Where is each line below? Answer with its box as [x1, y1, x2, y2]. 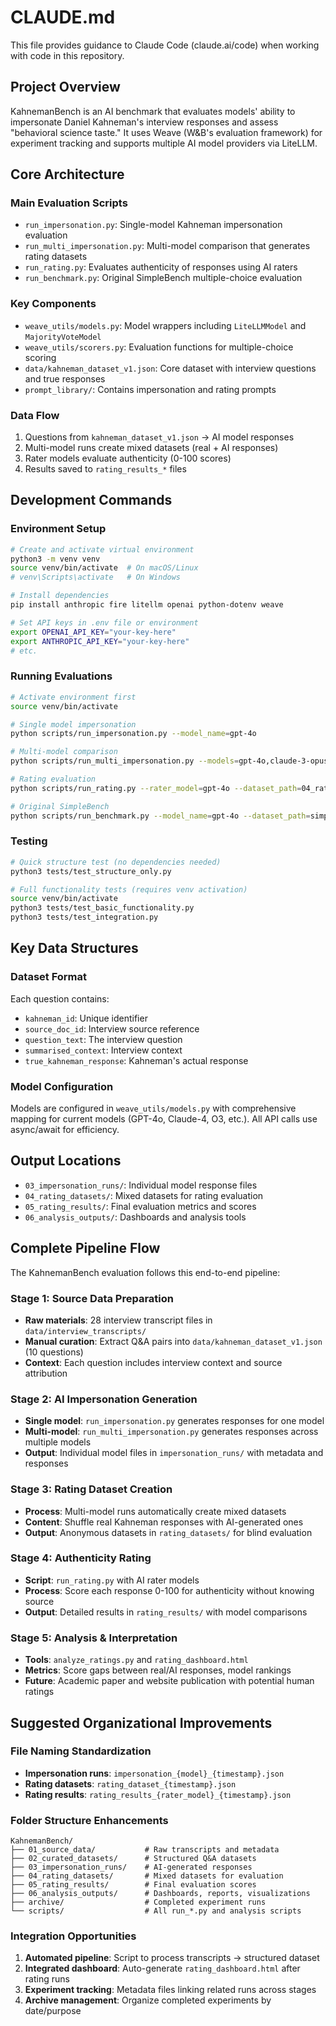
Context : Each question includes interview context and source [24, 1356, 283, 1368]
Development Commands [10, 492, 173, 509]
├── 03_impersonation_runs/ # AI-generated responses [10, 1862, 253, 1873]
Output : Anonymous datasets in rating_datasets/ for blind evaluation [24, 1526, 313, 1538]
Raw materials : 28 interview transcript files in [24, 1314, 213, 1326]
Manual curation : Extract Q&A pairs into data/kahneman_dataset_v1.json [24, 1335, 323, 1347]
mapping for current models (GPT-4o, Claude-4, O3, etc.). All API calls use [10, 1113, 318, 1125]
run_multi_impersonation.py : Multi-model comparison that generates [24, 240, 311, 252]
